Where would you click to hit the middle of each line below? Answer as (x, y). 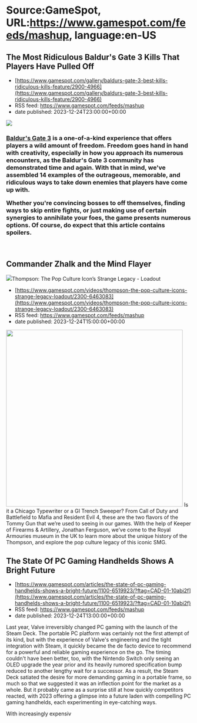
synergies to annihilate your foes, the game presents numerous (98, 218)
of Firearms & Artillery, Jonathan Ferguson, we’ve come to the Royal (89, 530)
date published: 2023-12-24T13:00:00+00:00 (70, 616)
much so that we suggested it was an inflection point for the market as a (94, 683)
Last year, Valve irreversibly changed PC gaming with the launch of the (92, 627)
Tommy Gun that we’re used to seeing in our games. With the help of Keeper (98, 524)
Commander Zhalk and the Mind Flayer (79, 264)
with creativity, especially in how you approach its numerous (95, 153)
